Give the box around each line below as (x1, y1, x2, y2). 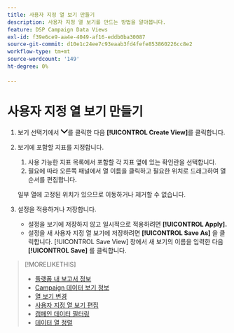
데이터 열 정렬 (34, 318, 73, 327)
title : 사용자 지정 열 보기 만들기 (7, 11, 95, 18)
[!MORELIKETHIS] (24, 260, 76, 269)
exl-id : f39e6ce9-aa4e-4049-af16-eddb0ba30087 (7, 34, 146, 41)
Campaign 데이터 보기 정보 (34, 283, 110, 292)
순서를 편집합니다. (27, 175, 77, 183)
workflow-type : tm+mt (7, 48, 71, 55)
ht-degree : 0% (7, 63, 49, 70)
